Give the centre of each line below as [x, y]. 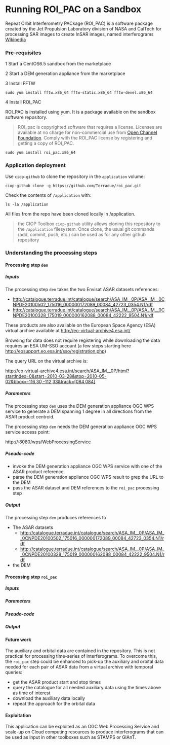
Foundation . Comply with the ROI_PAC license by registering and [85, 138]
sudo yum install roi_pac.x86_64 [40, 153]
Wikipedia [16, 40]
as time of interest [31, 693]
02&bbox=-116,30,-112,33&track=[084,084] [50, 382]
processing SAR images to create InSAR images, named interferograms [79, 34]
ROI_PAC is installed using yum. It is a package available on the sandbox [80, 112]
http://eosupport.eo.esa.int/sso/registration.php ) [56, 351]
